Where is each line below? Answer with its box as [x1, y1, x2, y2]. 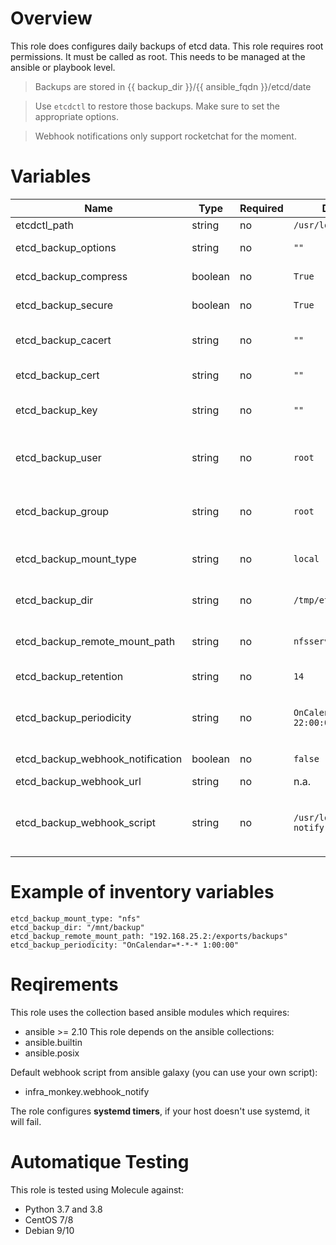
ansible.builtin [24, 1036, 83, 1048]
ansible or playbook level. [10, 61, 116, 73]
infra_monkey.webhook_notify [24, 1085, 150, 1097]
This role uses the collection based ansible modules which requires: [10, 1006, 290, 1018]
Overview [10, 7, 93, 30]
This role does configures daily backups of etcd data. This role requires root [10, 40, 324, 52]
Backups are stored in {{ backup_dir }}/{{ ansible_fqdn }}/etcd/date [34, 80, 312, 92]
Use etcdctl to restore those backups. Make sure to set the [34, 100, 280, 112]
